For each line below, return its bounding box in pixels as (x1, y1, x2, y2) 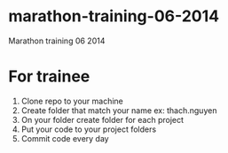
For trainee (8, 66, 90, 87)
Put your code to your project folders (20, 124, 157, 134)
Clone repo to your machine (20, 96, 123, 106)
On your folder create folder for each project (20, 114, 184, 125)
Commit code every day (20, 133, 109, 143)
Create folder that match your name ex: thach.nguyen (20, 104, 217, 116)
